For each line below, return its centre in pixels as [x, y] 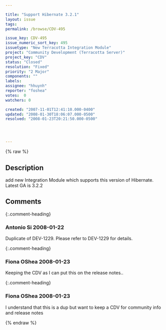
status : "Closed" [24, 62]
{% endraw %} [21, 323]
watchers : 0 [18, 100]
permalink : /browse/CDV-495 [35, 29]
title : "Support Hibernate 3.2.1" [42, 14]
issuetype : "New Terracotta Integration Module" [58, 48]
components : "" [22, 76]
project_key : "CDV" [26, 57]
